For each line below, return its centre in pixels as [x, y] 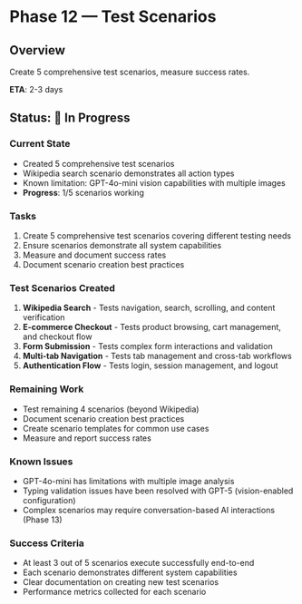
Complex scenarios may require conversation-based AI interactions [148, 510]
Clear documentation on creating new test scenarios [121, 582]
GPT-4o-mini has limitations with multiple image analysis [128, 481]
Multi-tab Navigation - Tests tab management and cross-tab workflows [157, 356]
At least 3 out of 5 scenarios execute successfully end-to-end [138, 563]
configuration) [49, 500]
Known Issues [41, 462]
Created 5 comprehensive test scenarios [98, 163]
